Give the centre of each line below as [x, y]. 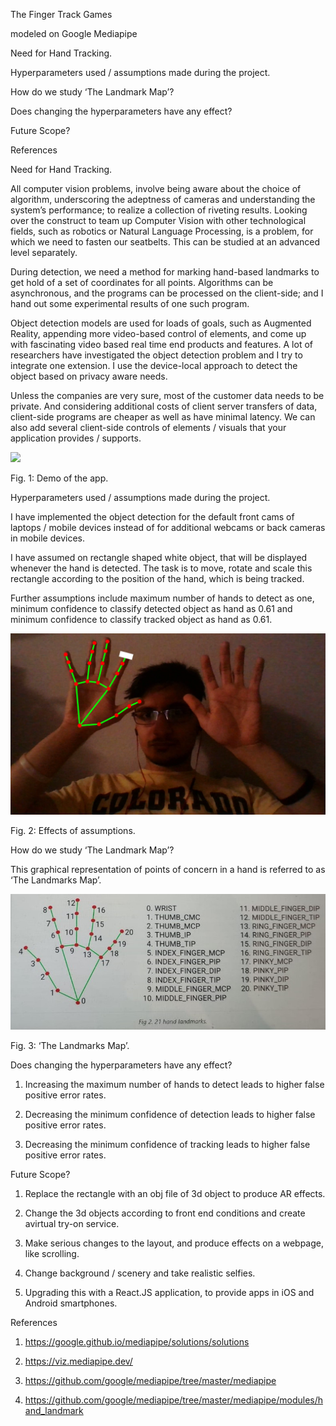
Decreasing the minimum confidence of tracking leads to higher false [167, 1145]
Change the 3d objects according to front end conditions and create [165, 1213]
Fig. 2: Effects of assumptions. [73, 830]
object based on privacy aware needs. [89, 376]
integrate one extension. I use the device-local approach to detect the [154, 365]
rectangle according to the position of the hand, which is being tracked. [157, 578]
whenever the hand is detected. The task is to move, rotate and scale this [161, 568]
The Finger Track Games [61, 14]
